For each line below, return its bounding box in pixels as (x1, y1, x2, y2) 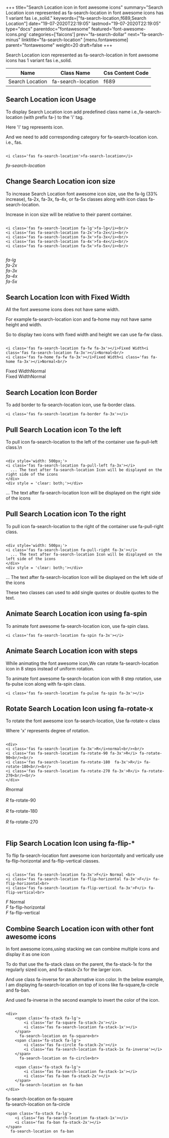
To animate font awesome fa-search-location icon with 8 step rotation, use (6, 675, 161, 682)
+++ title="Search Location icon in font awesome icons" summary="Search (6, 5, 163, 10)
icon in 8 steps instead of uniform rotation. (6, 665, 95, 671)
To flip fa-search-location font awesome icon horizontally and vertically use (6, 852, 164, 858)
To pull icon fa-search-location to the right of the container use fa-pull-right (6, 523, 164, 529)
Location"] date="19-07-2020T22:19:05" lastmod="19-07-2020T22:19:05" (6, 20, 161, 26)
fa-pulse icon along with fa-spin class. (6, 681, 86, 687)
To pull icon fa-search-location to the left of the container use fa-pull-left (6, 439, 158, 445)
